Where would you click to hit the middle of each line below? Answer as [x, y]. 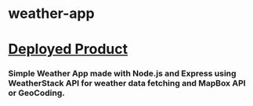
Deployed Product [68, 49]
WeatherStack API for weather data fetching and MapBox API [127, 83]
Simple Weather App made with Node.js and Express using [122, 73]
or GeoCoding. [36, 93]
